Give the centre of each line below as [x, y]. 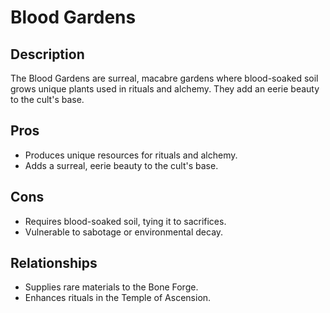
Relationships [54, 263]
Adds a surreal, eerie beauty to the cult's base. [121, 165]
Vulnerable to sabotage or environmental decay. [124, 232]
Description [47, 54]
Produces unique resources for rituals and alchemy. [131, 155]
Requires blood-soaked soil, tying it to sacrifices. [125, 221]
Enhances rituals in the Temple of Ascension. [118, 298]
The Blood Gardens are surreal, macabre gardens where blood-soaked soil [164, 78]
